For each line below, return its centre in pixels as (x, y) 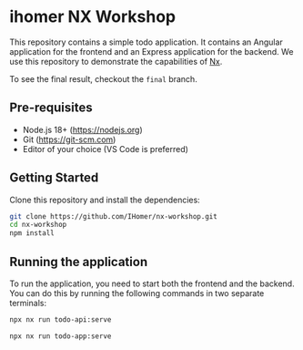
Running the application (79, 262)
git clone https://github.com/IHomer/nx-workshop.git (114, 216)
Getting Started (54, 178)
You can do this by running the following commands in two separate (137, 293)
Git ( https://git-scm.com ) (69, 139)
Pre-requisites (51, 108)
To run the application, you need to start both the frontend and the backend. (152, 283)
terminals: (28, 303)
